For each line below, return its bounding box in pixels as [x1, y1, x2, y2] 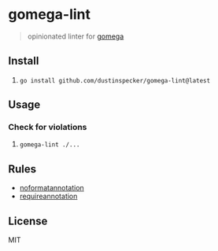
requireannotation [19, 191, 78, 201]
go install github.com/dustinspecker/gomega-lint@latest [19, 76, 211, 84]
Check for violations [8, 122, 87, 133]
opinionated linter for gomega [27, 31, 124, 41]
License [8, 214, 48, 227]
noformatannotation [19, 183, 84, 193]
